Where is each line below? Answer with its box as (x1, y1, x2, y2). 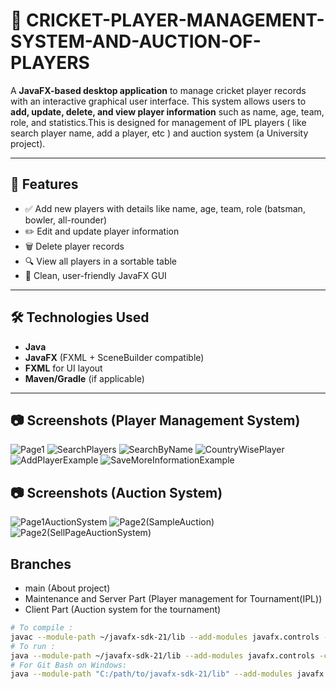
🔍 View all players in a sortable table (24, 255, 178, 267)
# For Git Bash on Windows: (10, 660, 128, 670)
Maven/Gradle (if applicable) (24, 372, 145, 384)
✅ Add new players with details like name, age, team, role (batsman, (24, 202, 306, 214)
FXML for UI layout (24, 362, 103, 374)
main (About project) (24, 582, 111, 594)
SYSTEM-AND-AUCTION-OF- (10, 30, 262, 53)
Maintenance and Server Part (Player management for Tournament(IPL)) (24, 593, 323, 604)
